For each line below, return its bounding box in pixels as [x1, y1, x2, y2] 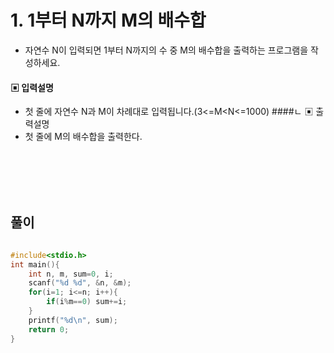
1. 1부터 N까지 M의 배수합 [10, 9, 207, 32]
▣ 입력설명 [10, 81, 54, 93]
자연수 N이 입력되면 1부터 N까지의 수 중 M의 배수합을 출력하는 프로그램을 [24, 44, 309, 56]
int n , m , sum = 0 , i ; [28, 269, 114, 279]
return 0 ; [28, 324, 70, 335]
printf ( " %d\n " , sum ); [28, 315, 118, 325]
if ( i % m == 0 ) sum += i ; [46, 297, 128, 307]
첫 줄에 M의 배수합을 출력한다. [24, 131, 143, 143]
